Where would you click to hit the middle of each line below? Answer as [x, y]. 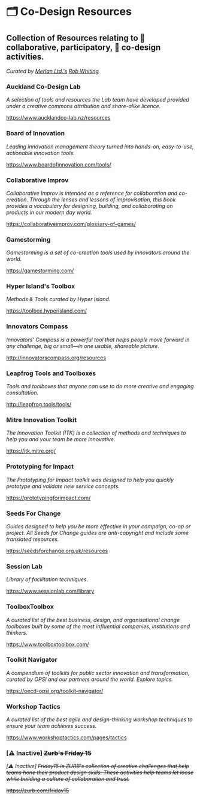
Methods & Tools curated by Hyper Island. [58, 299]
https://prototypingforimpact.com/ [49, 498]
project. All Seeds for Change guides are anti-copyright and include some [98, 533]
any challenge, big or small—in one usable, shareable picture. [83, 346]
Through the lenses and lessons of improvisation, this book [103, 200]
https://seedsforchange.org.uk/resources [57, 551]
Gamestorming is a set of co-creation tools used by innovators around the [98, 252]
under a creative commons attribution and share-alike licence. [84, 106]
